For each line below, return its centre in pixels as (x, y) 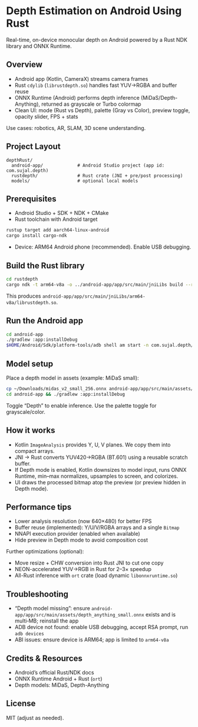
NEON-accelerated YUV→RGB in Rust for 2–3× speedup (83, 569)
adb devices (29, 634)
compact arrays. (34, 451)
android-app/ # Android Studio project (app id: (88, 165)
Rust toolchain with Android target (56, 219)
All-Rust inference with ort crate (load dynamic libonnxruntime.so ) (96, 576)
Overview (24, 65)
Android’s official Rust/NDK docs (54, 672)
